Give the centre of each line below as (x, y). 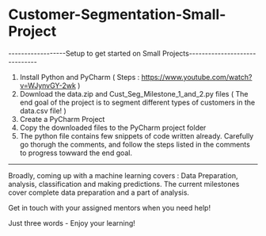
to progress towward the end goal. (76, 153)
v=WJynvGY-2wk (48, 86)
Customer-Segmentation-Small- (117, 15)
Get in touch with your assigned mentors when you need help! (110, 207)
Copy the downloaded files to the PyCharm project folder (113, 128)
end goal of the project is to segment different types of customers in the (137, 102)
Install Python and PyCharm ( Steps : (80, 77)
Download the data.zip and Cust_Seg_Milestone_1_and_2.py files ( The (134, 93)
